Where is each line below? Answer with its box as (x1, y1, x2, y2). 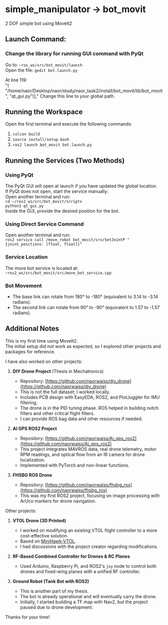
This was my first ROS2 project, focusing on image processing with (20, 492, 160, 498)
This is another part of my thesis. (20, 588, 89, 594)
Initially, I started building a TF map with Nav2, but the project (20, 599, 148, 605)
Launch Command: (5, 35, 67, 44)
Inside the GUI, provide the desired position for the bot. (5, 208, 120, 214)
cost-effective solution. (20, 532, 69, 538)
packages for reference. (5, 348, 55, 355)
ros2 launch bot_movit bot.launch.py (12, 143, 92, 148)
